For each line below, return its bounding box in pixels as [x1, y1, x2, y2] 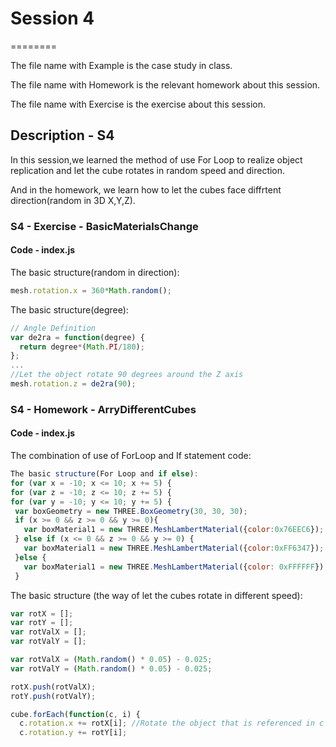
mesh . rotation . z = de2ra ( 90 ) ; [10, 379, 137, 389]
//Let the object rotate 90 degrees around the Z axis [10, 370, 244, 380]
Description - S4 [10, 127, 115, 144]
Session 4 [10, 7, 95, 30]
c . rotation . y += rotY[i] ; [19, 728, 128, 738]
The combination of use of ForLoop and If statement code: [10, 450, 252, 461]
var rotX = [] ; [10, 608, 74, 619]
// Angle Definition [10, 323, 97, 333]
